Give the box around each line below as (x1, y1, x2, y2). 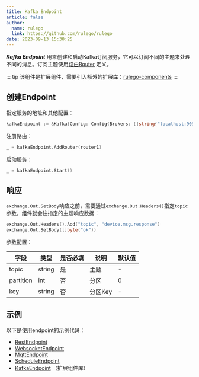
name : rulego (11, 25, 44, 31)
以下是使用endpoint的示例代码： (6, 327, 85, 334)
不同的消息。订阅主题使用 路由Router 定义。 (6, 60, 113, 68)
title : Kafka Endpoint (6, 8, 62, 15)
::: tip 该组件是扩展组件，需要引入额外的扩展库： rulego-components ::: (6, 74, 178, 80)
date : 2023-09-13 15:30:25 (6, 36, 73, 42)
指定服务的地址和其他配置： (6, 109, 74, 116)
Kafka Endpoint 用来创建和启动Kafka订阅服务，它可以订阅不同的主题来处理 (6, 53, 191, 60)
